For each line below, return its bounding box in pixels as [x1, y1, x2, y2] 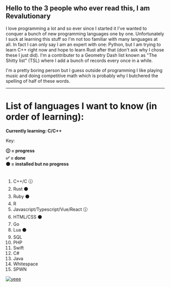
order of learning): [6, 111, 84, 123]
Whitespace [13, 261, 38, 267]
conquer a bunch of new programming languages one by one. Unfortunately [6, 30, 164, 37]
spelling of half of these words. [6, 78, 70, 84]
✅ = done [6, 155, 26, 161]
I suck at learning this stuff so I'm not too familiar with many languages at [6, 36, 158, 42]
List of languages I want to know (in [6, 100, 157, 111]
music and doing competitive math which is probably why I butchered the [6, 73, 158, 79]
